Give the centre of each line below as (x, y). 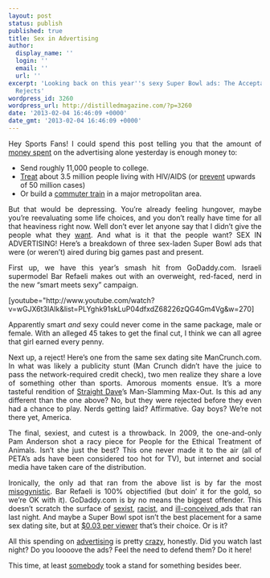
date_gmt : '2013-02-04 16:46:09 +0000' (75, 121)
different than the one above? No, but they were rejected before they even (135, 400)
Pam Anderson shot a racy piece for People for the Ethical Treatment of (135, 441)
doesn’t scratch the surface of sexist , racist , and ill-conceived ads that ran (135, 508)
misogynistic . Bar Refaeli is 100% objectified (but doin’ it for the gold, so (135, 491)
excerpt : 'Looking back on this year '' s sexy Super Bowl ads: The (122, 83)
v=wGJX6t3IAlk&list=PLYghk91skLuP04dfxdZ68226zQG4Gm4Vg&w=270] (131, 309)
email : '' (32, 69)
